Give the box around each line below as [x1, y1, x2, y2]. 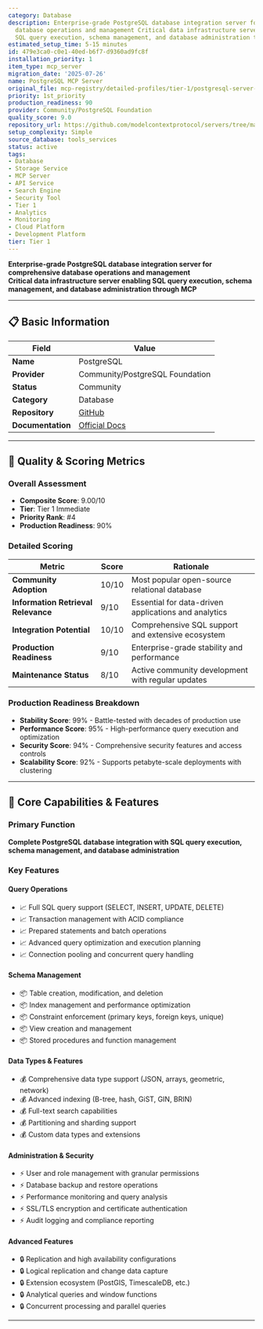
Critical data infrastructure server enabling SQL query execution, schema [8, 276, 253, 285]
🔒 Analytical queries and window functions [19, 1290, 158, 1299]
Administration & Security [8, 1151, 94, 1160]
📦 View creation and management [19, 1024, 132, 1033]
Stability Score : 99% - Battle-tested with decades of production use [19, 715, 241, 725]
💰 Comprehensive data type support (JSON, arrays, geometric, [19, 1075, 225, 1084]
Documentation [12, 419, 72, 430]
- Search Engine [8, 186, 61, 195]
